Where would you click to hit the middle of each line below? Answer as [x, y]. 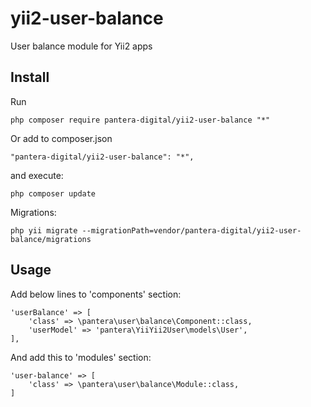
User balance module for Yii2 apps [81, 46]
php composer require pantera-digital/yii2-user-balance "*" [140, 120]
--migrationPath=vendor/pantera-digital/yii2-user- [191, 230]
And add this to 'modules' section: [81, 357]
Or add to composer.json [61, 138]
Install [30, 77]
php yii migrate [44, 230]
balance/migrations [51, 239]
